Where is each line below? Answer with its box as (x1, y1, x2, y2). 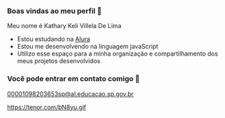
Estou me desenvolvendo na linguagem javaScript (16, 43, 159, 51)
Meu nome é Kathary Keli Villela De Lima (7, 22, 121, 30)
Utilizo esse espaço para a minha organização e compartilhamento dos (16, 49, 218, 58)
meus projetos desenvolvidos (16, 57, 101, 65)
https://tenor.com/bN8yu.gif (7, 103, 87, 111)
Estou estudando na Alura (16, 35, 91, 43)
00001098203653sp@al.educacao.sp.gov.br (7, 89, 134, 98)
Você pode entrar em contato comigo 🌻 (7, 74, 140, 84)
